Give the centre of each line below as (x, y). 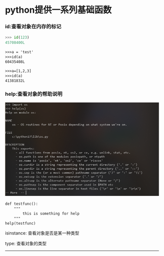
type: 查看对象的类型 (26, 243)
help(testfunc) (20, 223)
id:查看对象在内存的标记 (33, 26)
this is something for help (51, 213)
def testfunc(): (21, 204)
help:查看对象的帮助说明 (34, 94)
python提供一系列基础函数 (58, 10)
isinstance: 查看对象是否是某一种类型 (42, 233)
